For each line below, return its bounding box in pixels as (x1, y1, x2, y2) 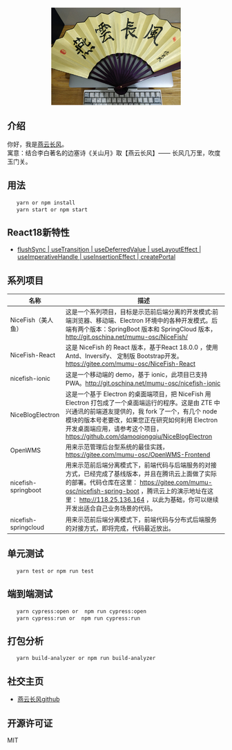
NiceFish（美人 (10, 316, 54, 324)
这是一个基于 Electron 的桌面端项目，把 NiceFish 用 (65, 389, 211, 398)
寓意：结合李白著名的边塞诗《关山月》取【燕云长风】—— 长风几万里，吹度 (7, 148, 221, 157)
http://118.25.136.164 (79, 496, 145, 504)
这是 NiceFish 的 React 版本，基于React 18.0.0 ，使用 (65, 343, 219, 352)
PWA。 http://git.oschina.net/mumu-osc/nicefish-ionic (65, 379, 221, 387)
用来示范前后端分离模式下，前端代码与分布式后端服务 (65, 515, 217, 524)
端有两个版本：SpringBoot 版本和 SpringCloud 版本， (65, 325, 217, 333)
